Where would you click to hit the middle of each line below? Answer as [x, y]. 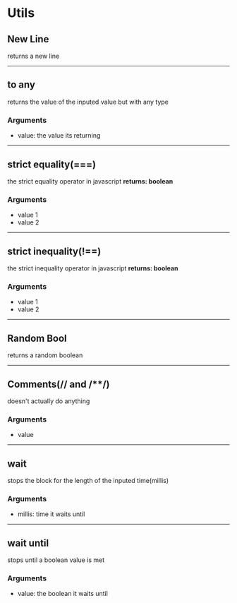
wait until [28, 543]
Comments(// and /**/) [59, 384]
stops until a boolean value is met [56, 560]
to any [21, 85]
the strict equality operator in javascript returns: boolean [90, 181]
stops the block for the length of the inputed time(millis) [88, 481]
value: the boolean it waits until [62, 594]
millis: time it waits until [51, 514]
